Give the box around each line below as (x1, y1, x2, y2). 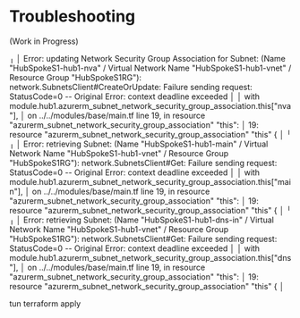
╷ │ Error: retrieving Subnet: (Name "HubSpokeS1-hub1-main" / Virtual (9, 138, 269, 149)
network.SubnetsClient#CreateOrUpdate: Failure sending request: (9, 81, 253, 92)
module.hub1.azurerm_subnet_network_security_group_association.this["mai (9, 176, 291, 187)
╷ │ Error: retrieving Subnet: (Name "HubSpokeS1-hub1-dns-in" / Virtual (9, 214, 275, 225)
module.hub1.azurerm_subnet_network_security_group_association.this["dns (9, 252, 292, 263)
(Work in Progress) (9, 36, 79, 46)
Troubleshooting (9, 6, 136, 27)
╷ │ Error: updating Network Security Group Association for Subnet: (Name (9, 53, 287, 63)
